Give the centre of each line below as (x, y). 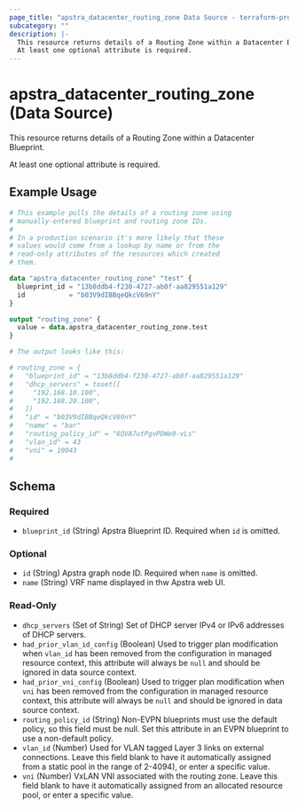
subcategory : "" (39, 26)
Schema (32, 486)
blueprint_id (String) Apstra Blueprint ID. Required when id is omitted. (151, 531)
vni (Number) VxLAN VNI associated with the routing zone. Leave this (149, 776)
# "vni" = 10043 (43, 450)
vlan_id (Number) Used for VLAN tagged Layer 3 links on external (143, 748)
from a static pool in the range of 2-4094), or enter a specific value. (146, 766)
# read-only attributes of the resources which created (114, 254)
